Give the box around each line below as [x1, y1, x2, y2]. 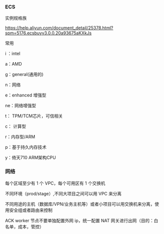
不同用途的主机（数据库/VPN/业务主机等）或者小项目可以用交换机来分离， [5, 201, 155, 207]
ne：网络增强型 [5, 103, 36, 109]
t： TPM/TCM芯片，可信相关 [5, 113, 63, 119]
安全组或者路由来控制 [9, 207, 53, 213]
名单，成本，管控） [5, 224, 44, 230]
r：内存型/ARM [5, 134, 35, 140]
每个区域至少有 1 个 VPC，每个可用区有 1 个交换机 [5, 180, 106, 186]
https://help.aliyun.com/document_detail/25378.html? [5, 25, 113, 31]
